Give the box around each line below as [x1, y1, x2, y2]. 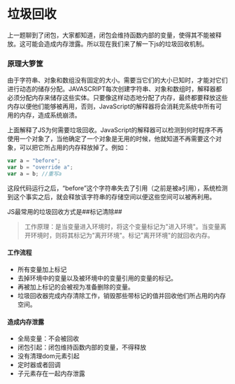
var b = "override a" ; [7, 164, 73, 171]
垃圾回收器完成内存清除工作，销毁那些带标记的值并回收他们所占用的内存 [17, 292, 226, 300]
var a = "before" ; [7, 157, 61, 164]
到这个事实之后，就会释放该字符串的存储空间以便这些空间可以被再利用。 [7, 192, 215, 201]
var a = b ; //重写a [7, 170, 62, 177]
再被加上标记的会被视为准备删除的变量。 [17, 283, 134, 291]
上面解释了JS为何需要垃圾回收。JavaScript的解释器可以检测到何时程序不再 [7, 126, 224, 134]
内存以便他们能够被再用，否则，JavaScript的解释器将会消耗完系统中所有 [7, 102, 216, 111]
